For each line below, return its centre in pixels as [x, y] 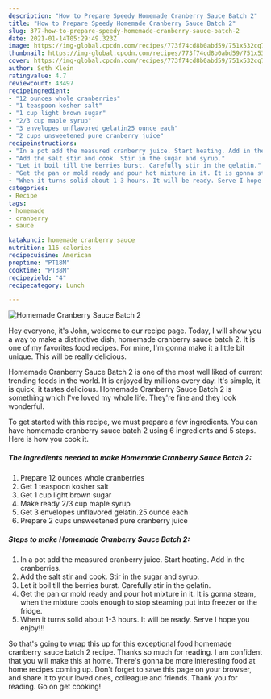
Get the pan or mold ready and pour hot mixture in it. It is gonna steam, [138, 594]
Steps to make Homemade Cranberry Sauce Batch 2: [99, 539]
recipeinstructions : [43, 143]
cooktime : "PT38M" [39, 270]
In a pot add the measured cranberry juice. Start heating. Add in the [132, 560]
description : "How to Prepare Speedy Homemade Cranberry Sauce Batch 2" [133, 16]
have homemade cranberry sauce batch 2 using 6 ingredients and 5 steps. [132, 431]
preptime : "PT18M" [39, 263]
